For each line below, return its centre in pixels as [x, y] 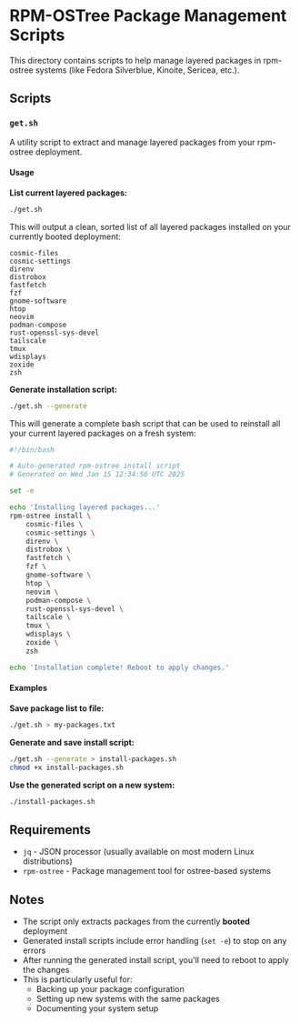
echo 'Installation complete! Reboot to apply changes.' [120, 667]
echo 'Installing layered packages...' [85, 507]
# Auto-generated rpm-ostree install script [95, 466]
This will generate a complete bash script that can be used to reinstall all [145, 423]
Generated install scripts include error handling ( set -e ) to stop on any [155, 941]
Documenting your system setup [97, 1008]
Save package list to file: [57, 708]
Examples [29, 688]
